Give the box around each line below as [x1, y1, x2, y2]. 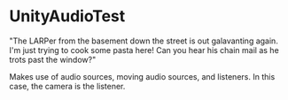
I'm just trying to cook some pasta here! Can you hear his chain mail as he [9, 44, 279, 55]
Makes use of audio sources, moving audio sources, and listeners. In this [9, 71, 276, 81]
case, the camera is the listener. [9, 81, 126, 91]
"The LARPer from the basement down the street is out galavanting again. [9, 35, 279, 46]
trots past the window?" [9, 54, 97, 65]
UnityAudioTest [9, 6, 126, 27]
